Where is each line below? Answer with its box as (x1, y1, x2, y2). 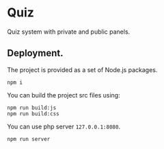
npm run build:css (7, 110, 59, 117)
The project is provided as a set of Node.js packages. (7, 65, 158, 73)
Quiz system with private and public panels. (7, 27, 131, 36)
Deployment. (7, 47, 64, 59)
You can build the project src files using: (7, 91, 121, 99)
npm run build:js (7, 104, 57, 111)
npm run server (7, 135, 51, 142)
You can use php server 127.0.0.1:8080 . (7, 122, 121, 130)
